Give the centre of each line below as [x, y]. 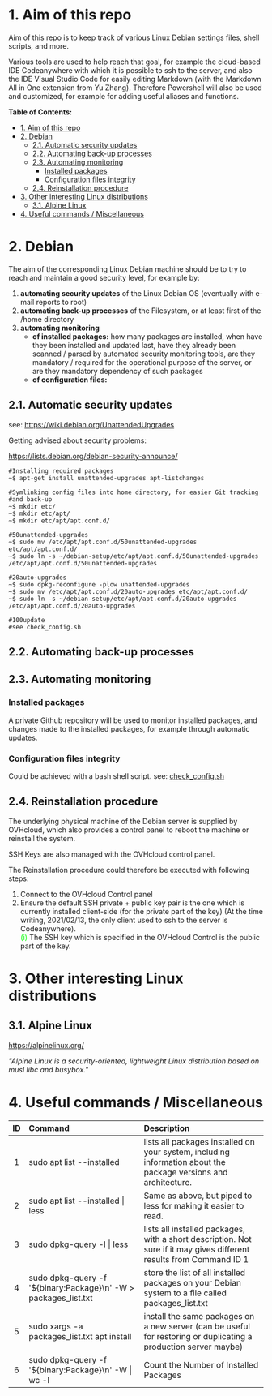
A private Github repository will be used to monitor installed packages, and [133, 720]
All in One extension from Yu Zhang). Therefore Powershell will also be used [135, 88]
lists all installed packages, [194, 1229]
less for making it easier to [194, 1205]
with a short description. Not [198, 1239]
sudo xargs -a [56, 1326]
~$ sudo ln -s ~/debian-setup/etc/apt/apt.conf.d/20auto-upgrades [123, 599]
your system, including [187, 1152]
